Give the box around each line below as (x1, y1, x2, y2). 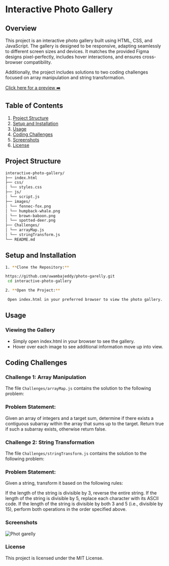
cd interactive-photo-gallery (7, 278, 72, 284)
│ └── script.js (5, 194, 40, 199)
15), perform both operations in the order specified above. (5, 506, 127, 512)
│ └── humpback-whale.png (5, 208, 60, 214)
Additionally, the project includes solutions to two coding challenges (5, 69, 149, 75)
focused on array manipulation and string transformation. (5, 75, 125, 80)
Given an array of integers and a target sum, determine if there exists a (5, 415, 154, 421)
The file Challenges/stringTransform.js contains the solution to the (5, 450, 147, 456)
